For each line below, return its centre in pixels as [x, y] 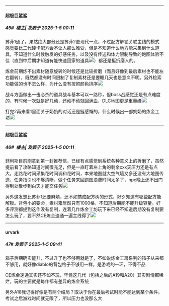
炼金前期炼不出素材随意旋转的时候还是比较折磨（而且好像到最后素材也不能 [82, 71]
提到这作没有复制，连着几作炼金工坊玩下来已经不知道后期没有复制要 [93, 209]
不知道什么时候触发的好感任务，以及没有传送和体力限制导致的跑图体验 [87, 54]
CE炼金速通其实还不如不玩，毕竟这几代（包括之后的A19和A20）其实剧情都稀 [84, 275]
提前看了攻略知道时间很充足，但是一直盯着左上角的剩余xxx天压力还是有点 [81, 167]
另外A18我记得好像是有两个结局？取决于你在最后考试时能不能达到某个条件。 [84, 292]
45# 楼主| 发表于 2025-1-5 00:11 [40, 28]
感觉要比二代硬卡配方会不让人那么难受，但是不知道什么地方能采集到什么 [80, 48]
